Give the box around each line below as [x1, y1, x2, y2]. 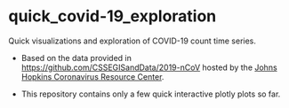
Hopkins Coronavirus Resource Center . [20, 71, 165, 81]
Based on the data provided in [20, 52, 132, 63]
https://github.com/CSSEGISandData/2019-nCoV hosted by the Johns [20, 62, 277, 73]
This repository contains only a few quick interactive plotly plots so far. [20, 89, 281, 99]
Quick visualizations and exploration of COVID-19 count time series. [8, 35, 257, 46]
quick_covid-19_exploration [8, 6, 217, 27]
